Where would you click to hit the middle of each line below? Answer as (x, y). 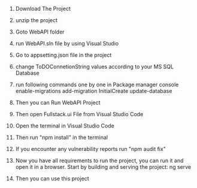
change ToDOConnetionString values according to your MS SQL (95, 66)
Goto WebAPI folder (40, 32)
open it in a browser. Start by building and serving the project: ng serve (103, 167)
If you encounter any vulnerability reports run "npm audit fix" (91, 149)
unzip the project (37, 20)
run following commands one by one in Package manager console (97, 84)
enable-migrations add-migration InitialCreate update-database (94, 91)
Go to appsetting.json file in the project (63, 55)
